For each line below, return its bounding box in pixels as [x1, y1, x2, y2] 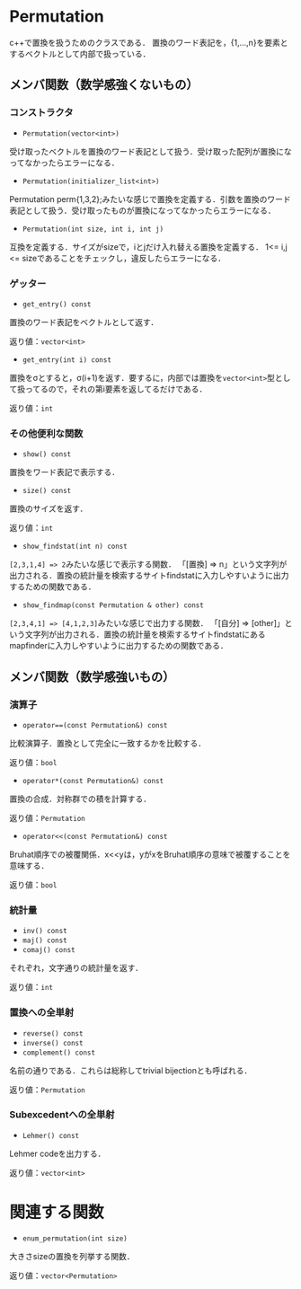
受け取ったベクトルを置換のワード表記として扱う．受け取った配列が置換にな [9, 146, 292, 156]
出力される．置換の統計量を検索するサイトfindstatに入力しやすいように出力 [9, 570, 289, 581]
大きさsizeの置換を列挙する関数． [9, 1250, 135, 1261]
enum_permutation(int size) [22, 1233, 128, 1243]
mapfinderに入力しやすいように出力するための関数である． [9, 640, 228, 651]
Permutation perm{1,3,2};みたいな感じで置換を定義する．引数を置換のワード [9, 193, 292, 204]
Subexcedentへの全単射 [9, 1108, 115, 1121]
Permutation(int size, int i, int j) [22, 225, 164, 234]
